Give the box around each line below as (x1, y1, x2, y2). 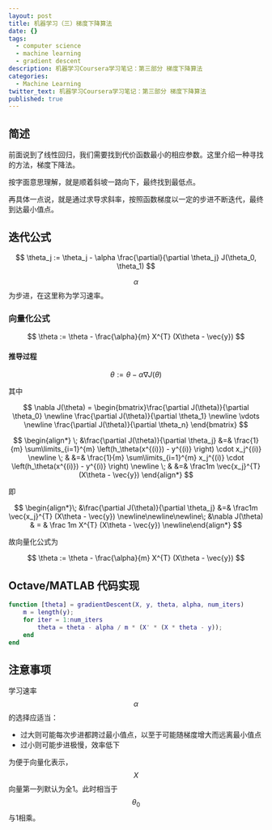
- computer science (15, 42, 82, 50)
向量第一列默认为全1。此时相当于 (8, 784, 118, 794)
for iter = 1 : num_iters (23, 615, 104, 624)
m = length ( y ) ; (23, 609, 74, 617)
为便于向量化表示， (8, 757, 73, 767)
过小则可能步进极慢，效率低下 (19, 740, 120, 750)
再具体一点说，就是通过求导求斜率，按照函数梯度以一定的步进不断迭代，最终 (8, 195, 264, 204)
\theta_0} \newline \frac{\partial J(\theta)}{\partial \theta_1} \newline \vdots (11, 411, 261, 421)
